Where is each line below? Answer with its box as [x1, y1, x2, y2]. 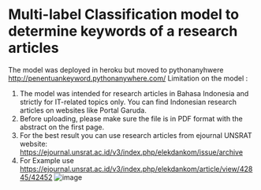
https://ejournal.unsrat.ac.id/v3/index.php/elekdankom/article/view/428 [19, 164, 253, 173]
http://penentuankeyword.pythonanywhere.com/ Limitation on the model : [8, 73, 248, 83]
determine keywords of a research [8, 22, 238, 40]
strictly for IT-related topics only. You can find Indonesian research [19, 97, 237, 106]
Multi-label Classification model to [8, 6, 239, 24]
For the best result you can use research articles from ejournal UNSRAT [19, 130, 252, 140]
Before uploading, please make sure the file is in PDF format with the [19, 114, 243, 123]
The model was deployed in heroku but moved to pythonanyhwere [8, 65, 224, 74]
